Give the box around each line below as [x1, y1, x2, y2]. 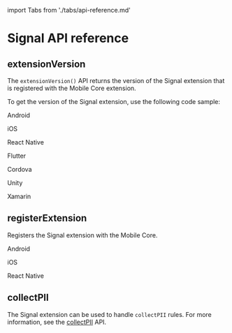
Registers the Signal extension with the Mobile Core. [7, 230, 158, 239]
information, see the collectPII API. [7, 318, 107, 326]
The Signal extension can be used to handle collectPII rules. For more [7, 310, 212, 318]
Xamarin [7, 192, 31, 200]
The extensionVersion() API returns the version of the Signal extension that [7, 77, 225, 84]
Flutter [7, 151, 27, 160]
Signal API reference [7, 31, 129, 46]
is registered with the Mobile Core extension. [7, 84, 136, 92]
